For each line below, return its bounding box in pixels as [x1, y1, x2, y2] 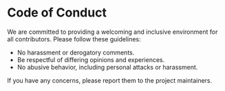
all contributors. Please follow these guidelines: [7, 34, 141, 43]
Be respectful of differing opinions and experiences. [17, 55, 165, 63]
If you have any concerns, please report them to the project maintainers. [7, 76, 213, 84]
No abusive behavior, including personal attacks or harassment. [17, 63, 198, 71]
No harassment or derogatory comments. [17, 48, 135, 57]
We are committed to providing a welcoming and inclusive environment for [7, 28, 218, 36]
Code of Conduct [7, 5, 107, 21]
